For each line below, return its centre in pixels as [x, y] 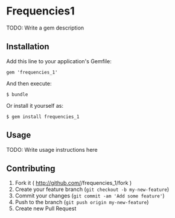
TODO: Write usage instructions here [52, 149]
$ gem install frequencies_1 [43, 117]
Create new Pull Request [46, 208]
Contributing [31, 168]
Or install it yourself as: [35, 105]
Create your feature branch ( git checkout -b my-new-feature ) [92, 189]
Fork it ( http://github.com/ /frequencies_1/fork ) [73, 183]
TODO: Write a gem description [45, 28]
